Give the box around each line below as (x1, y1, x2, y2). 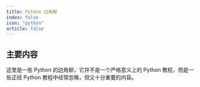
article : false (6, 25, 44, 32)
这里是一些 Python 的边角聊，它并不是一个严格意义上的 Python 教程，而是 (6, 67, 189, 74)
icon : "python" (6, 20, 44, 26)
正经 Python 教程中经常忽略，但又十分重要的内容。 (11, 74, 137, 81)
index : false (6, 14, 39, 20)
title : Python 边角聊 (6, 8, 57, 15)
